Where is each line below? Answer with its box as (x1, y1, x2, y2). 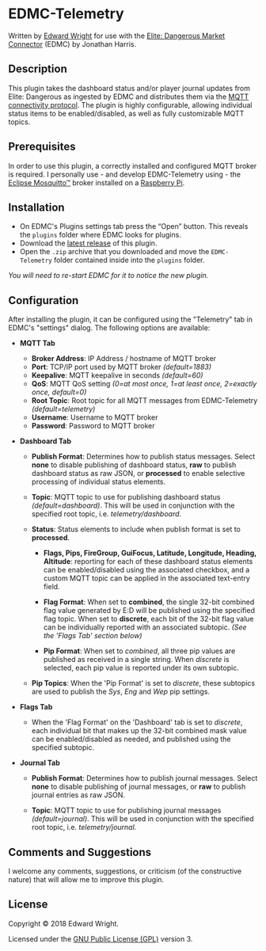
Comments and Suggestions (8, 845, 152, 859)
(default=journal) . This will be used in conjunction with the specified (31, 814, 255, 824)
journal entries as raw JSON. (31, 790, 125, 800)
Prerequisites (8, 140, 76, 154)
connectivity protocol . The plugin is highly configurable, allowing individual (8, 100, 253, 109)
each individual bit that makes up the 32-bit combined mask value (31, 726, 247, 736)
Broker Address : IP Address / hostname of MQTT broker (31, 354, 216, 363)
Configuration (8, 294, 79, 307)
